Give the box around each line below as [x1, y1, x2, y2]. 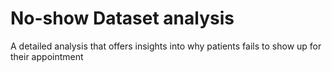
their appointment [10, 50, 84, 62]
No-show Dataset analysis [10, 7, 235, 30]
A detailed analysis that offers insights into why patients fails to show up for [10, 40, 322, 52]
